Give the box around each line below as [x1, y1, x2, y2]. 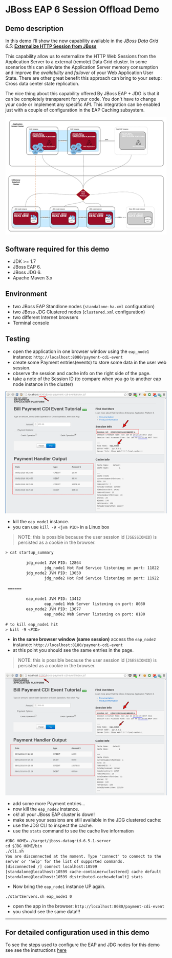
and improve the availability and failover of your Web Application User [5, 69, 154, 76]
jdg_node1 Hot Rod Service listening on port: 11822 [44, 565, 159, 571]
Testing [5, 334, 30, 343]
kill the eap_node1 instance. [12, 519, 69, 525]
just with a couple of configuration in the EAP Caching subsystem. [5, 107, 145, 113]
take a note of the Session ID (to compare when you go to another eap [12, 376, 161, 382]
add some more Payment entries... [12, 800, 85, 806]
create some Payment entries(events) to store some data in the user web [12, 359, 167, 365]
